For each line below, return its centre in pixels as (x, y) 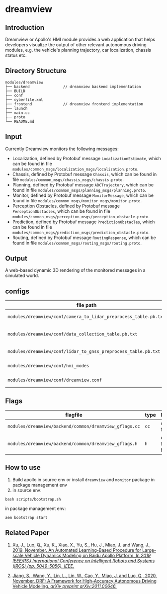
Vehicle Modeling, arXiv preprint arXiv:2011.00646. (64, 586)
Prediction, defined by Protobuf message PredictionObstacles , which (83, 222)
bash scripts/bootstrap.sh (33, 499)
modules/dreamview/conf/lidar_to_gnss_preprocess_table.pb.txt (84, 352)
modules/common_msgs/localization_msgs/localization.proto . (75, 169)
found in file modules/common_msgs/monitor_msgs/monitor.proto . (77, 200)
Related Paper (27, 533)
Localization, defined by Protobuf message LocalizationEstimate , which (86, 158)
